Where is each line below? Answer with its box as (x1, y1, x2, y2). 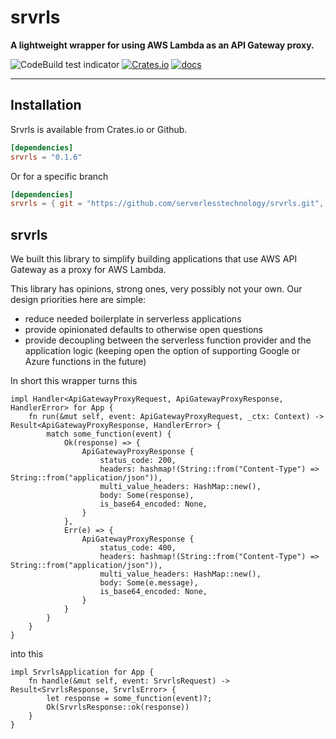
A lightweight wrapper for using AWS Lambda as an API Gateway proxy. (10, 39, 315, 51)
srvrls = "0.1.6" (10, 152, 83, 162)
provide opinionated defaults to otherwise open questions (24, 324, 264, 336)
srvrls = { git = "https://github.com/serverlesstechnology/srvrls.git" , (10, 199, 325, 209)
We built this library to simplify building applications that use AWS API (10, 253, 298, 265)
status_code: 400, (99, 543, 177, 553)
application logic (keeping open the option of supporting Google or (24, 345, 301, 357)
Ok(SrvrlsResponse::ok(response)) (46, 702, 190, 713)
